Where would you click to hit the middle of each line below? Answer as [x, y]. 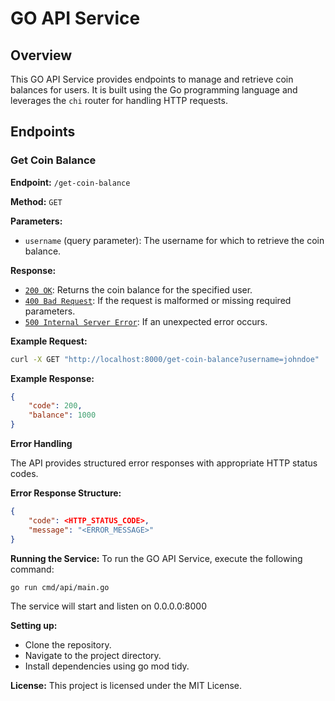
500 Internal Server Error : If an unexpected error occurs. [146, 321]
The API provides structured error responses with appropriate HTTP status [164, 463]
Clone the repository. [68, 645]
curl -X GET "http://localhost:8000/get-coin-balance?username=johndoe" [165, 359]
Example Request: [49, 341]
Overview [41, 55]
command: [32, 569]
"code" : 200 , [55, 406]
